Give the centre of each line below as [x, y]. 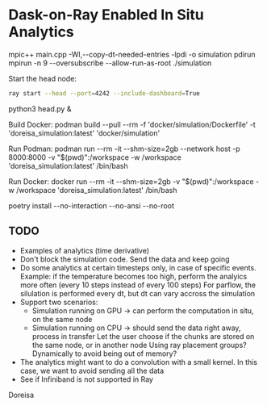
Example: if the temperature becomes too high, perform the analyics [133, 276]
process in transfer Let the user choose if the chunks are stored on [143, 336]
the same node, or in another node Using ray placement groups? [140, 345]
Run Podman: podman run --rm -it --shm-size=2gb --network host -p [124, 149]
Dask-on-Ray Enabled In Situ [106, 15]
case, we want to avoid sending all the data [92, 370]
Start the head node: [42, 78]
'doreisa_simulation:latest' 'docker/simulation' [84, 133]
